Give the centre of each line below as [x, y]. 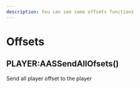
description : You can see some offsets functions [70, 12]
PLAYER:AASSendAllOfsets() [63, 64]
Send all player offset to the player [49, 78]
